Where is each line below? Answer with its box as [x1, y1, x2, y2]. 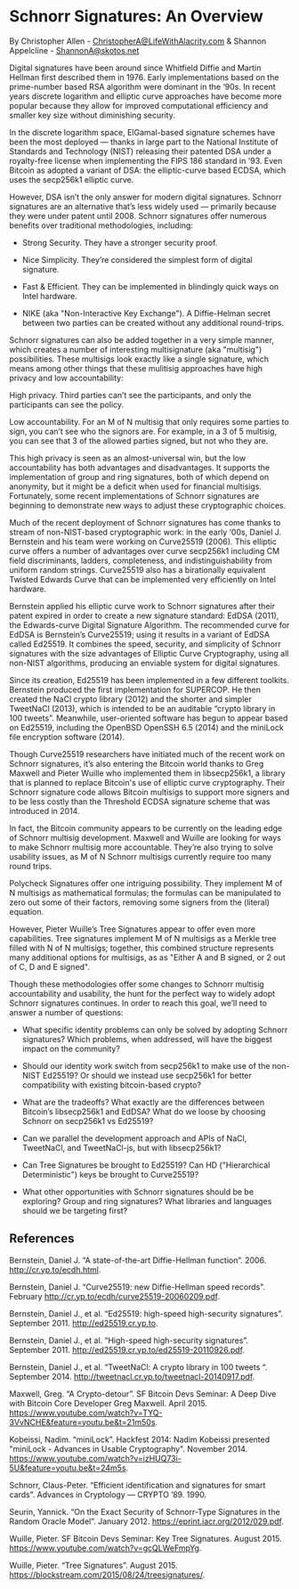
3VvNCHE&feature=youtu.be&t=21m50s [9, 1416, 156, 1427]
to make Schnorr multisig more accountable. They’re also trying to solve [9, 842, 274, 852]
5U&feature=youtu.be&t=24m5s [9, 1463, 126, 1473]
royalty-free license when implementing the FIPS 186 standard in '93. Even [9, 155, 283, 166]
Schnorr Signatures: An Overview [9, 6, 264, 27]
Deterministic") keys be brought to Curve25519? [21, 1169, 199, 1179]
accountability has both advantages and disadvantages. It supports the [9, 461, 270, 473]
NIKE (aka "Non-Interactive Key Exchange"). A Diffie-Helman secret [21, 307, 271, 318]
